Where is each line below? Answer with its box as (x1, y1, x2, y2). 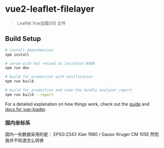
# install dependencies (5, 47, 54, 52)
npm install (5, 52, 29, 57)
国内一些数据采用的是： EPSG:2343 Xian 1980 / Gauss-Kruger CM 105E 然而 (5, 131, 159, 137)
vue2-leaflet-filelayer (5, 3, 94, 15)
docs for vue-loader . (5, 106, 47, 112)
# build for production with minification (5, 74, 93, 79)
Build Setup (5, 35, 41, 43)
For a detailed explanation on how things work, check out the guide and (5, 101, 150, 107)
